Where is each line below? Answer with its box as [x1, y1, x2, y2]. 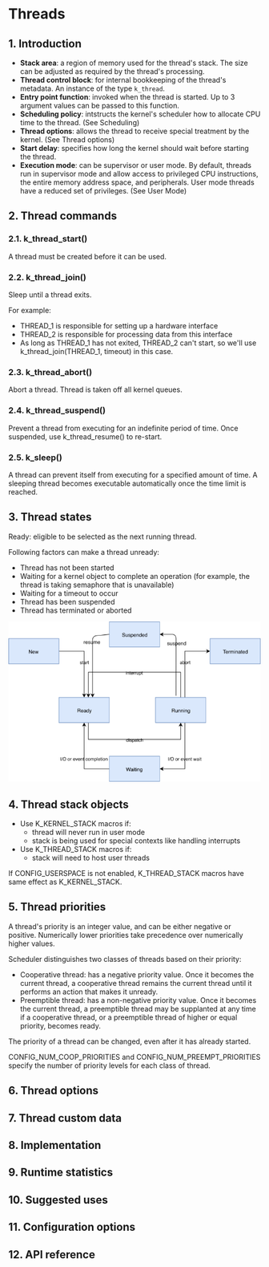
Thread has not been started [19, 563, 114, 572]
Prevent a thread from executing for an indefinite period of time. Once [8, 423, 239, 433]
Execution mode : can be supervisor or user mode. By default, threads [19, 161, 252, 169]
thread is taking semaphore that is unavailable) [19, 580, 175, 589]
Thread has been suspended [19, 597, 115, 606]
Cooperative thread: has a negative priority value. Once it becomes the [19, 969, 255, 980]
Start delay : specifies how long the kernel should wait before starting [19, 144, 250, 153]
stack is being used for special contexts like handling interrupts [31, 836, 241, 845]
